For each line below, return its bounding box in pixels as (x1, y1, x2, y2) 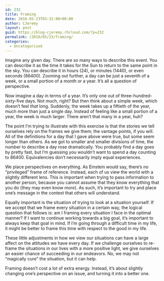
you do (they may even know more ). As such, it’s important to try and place (5, 184, 157, 190)
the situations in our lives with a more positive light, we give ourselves (18, 245, 159, 251)
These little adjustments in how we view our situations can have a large (5, 235, 149, 241)
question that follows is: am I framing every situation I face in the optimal (5, 209, 152, 216)
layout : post (5, 26, 32, 30)
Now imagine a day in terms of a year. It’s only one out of (5, 93, 120, 99)
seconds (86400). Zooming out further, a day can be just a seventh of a (5, 73, 150, 78)
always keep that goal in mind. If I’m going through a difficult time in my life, (5, 220, 158, 226)
